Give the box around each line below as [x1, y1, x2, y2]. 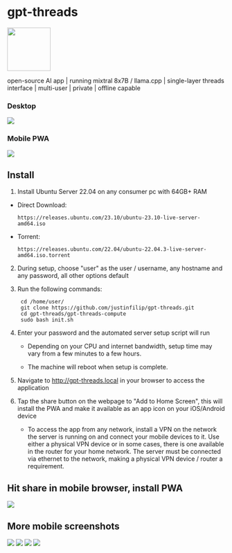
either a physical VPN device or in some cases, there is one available [27, 440, 224, 448]
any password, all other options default [17, 272, 130, 280]
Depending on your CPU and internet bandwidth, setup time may [27, 342, 213, 351]
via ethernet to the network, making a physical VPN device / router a [27, 455, 223, 463]
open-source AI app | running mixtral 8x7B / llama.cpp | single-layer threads [7, 76, 225, 85]
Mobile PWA [7, 134, 50, 143]
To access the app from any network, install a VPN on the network [27, 425, 217, 434]
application [17, 384, 50, 392]
